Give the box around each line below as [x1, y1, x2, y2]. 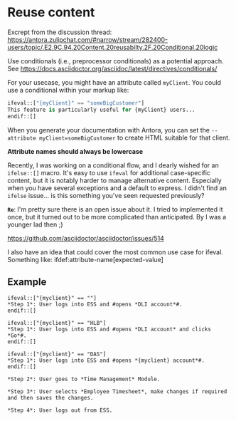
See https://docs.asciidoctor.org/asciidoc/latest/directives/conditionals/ [7, 64, 218, 73]
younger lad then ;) [7, 220, 63, 229]
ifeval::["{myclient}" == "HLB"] [7, 320, 107, 327]
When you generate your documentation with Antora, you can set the [7, 125, 210, 134]
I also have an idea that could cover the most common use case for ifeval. [7, 247, 224, 256]
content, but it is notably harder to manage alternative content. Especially [7, 176, 222, 184]
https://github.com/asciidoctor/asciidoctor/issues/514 [7, 234, 165, 242]
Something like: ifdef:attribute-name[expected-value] [7, 255, 163, 264]
